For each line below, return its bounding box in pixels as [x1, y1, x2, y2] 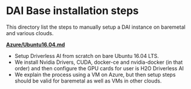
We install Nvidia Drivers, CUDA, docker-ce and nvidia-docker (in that [14, 59, 183, 66]
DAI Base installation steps [6, 4, 139, 18]
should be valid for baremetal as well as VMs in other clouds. [14, 77, 162, 84]
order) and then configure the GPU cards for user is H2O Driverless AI [14, 64, 184, 71]
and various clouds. [6, 29, 54, 36]
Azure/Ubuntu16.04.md [6, 41, 66, 48]
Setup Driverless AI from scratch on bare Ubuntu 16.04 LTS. [14, 52, 159, 59]
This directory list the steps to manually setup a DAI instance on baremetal [6, 23, 186, 30]
